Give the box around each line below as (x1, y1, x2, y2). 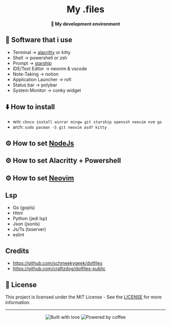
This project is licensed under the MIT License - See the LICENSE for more (5, 294, 162, 300)
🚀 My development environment (50, 20, 121, 27)
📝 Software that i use (5, 36, 73, 44)
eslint (12, 231, 24, 238)
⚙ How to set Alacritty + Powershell (5, 156, 121, 165)
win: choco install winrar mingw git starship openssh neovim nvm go (12, 119, 162, 125)
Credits (5, 246, 30, 255)
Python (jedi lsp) (12, 216, 47, 222)
